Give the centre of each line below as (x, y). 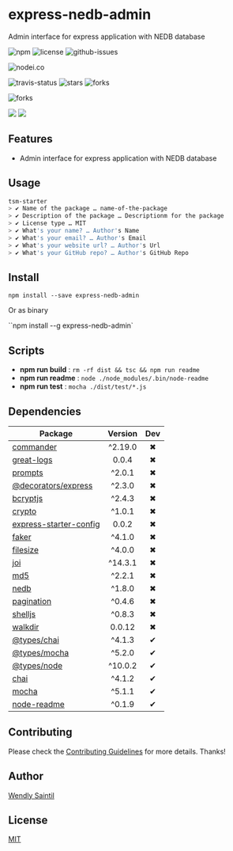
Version (123, 433)
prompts (28, 473)
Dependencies (45, 411)
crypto (24, 511)
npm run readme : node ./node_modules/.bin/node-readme (114, 378)
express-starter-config (56, 524)
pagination (32, 601)
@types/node (38, 665)
